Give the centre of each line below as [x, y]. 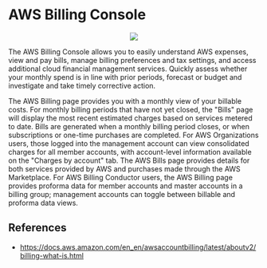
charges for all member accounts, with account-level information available [130, 152]
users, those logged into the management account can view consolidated [129, 143]
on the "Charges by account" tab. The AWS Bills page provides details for [129, 160]
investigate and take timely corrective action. [82, 85]
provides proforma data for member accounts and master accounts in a [126, 186]
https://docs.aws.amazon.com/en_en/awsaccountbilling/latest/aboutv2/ [138, 247]
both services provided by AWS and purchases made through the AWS [124, 168]
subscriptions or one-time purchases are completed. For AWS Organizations [133, 135]
